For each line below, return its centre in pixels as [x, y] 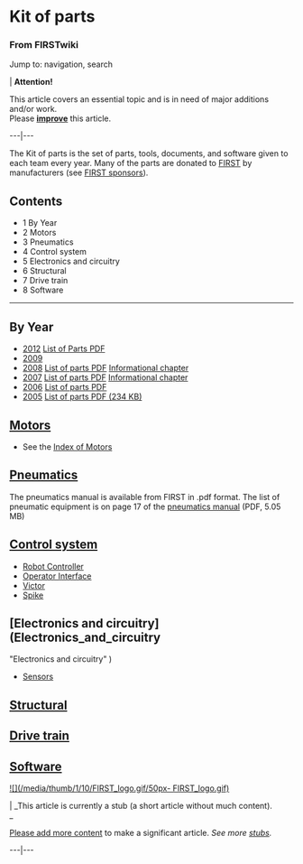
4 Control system [55, 252]
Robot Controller [53, 566]
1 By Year [40, 223]
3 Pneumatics [48, 242]
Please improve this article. [60, 118]
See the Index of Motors [67, 446]
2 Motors [39, 233]
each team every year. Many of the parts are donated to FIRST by [131, 163]
